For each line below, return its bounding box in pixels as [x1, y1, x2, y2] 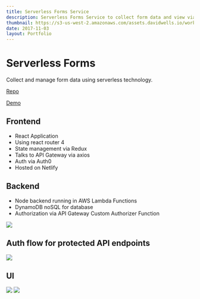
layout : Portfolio [6, 31, 52, 37]
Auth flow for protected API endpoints [6, 238, 151, 248]
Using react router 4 [14, 138, 65, 146]
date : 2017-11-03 [6, 25, 49, 32]
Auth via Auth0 [14, 157, 52, 164]
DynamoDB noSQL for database [14, 203, 93, 210]
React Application [14, 132, 58, 139]
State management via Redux [14, 145, 87, 152]
